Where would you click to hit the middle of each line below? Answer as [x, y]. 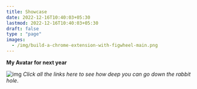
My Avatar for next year [37, 62]
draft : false [23, 29]
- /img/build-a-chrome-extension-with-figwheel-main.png [85, 46]
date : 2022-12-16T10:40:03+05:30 [48, 17]
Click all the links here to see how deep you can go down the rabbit [107, 74]
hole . [13, 80]
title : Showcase [27, 12]
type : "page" [24, 34]
